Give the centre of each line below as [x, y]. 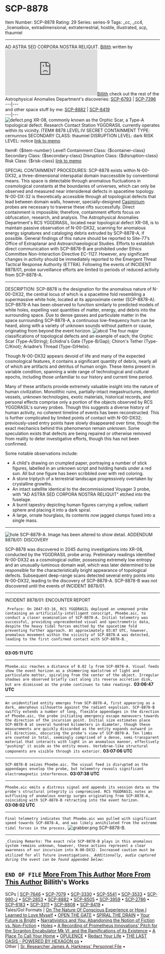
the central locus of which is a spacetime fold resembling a [86, 294]
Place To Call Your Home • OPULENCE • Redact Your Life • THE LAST [76, 936]
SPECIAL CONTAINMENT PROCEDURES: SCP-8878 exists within [70, 170]
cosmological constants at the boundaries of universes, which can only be [80, 186]
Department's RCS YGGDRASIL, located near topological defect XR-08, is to [82, 222]
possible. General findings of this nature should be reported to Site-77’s [77, 238]
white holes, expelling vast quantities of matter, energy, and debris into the [81, 310]
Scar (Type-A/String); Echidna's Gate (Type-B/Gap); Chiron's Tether [74, 341]
